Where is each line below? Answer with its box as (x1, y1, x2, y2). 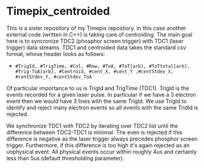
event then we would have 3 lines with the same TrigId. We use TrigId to (6, 97, 187, 105)
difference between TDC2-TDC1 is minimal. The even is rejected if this (6, 128, 183, 136)
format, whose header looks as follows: (6, 50, 105, 57)
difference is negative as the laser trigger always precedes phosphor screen (6, 135, 198, 142)
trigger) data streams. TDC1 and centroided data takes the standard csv (6, 44, 187, 51)
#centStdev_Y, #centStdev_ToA (15, 74, 93, 80)
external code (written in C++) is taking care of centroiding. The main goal (6, 30, 193, 38)
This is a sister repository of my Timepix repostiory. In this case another (6, 24, 186, 32)
